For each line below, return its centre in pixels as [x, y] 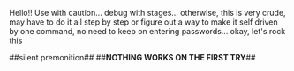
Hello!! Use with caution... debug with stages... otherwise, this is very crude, [147, 13]
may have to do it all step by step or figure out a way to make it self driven [143, 22]
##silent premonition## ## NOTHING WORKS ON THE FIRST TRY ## [132, 57]
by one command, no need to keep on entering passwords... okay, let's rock [147, 31]
